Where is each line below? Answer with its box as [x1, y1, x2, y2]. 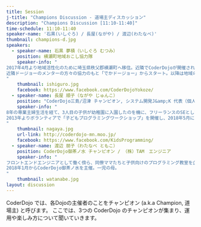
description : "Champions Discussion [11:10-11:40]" [6, 20, 138, 26]
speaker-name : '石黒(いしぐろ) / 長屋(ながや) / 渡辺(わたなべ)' [6, 31, 157, 37]
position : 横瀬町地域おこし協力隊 [17, 53, 93, 59]
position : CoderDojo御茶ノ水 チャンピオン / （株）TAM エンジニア [17, 148, 172, 154]
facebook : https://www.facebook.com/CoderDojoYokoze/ [17, 87, 154, 93]
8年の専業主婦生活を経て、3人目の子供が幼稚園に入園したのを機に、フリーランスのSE [6, 109, 186, 115]
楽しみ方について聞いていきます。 [16, 214, 100, 221]
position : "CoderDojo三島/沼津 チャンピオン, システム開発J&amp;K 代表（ [17, 98, 187, 104]
